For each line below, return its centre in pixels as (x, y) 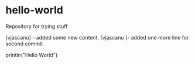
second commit (24, 44)
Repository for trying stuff (37, 26)
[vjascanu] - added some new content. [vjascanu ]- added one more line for (97, 37)
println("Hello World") (32, 55)
